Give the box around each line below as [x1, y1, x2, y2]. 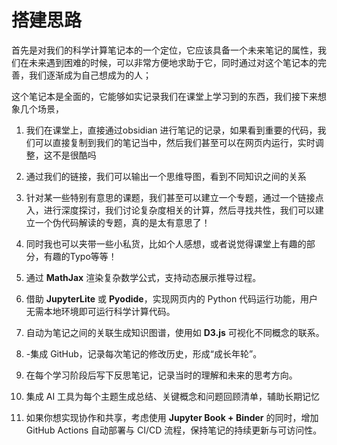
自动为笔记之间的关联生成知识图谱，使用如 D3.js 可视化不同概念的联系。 [25, 326, 325, 338]
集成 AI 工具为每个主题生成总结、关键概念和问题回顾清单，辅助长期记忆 [25, 390, 321, 402]
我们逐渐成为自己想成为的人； [28, 69, 152, 81]
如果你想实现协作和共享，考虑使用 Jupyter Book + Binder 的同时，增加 [25, 411, 319, 423]
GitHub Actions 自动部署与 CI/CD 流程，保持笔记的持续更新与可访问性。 [25, 424, 323, 436]
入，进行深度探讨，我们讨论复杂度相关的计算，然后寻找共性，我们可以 [25, 204, 316, 216]
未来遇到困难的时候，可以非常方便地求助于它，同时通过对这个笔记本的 [28, 56, 318, 68]
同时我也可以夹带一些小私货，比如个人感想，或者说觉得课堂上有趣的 [25, 237, 307, 250]
